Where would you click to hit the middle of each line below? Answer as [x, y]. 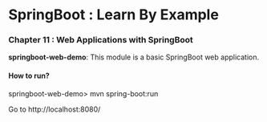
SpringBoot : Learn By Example [113, 15]
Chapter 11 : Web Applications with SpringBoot [101, 40]
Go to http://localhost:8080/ [55, 109]
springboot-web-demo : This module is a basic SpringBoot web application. [133, 57]
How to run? [29, 76]
